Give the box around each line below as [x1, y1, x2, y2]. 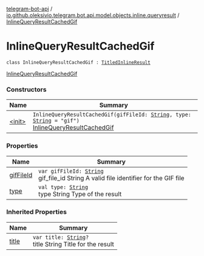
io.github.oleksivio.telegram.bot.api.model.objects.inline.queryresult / [6, 12, 180, 19]
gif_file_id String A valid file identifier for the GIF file [38, 173, 185, 182]
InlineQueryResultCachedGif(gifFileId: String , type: [32, 111, 192, 118]
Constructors [6, 85, 47, 94]
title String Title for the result [32, 240, 114, 248]
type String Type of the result [38, 190, 122, 198]
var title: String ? [32, 234, 89, 241]
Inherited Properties [6, 208, 67, 216]
